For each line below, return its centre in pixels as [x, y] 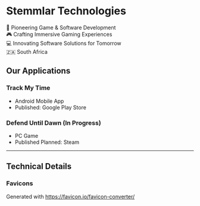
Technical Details [39, 166]
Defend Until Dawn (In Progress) [54, 122]
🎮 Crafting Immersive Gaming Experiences [59, 34]
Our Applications [38, 71]
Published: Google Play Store [50, 107]
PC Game [26, 136]
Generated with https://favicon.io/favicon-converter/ [71, 196]
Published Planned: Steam [47, 142]
